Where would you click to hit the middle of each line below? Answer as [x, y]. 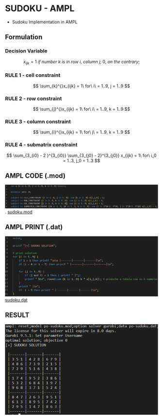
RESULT [17, 315]
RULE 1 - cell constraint [33, 75]
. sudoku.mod [19, 212]
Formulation [24, 37]
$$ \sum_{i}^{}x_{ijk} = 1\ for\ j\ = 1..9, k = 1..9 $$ [81, 132]
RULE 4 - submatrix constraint [41, 145]
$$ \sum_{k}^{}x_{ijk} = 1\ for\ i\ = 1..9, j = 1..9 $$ [81, 86]
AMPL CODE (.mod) [35, 176]
